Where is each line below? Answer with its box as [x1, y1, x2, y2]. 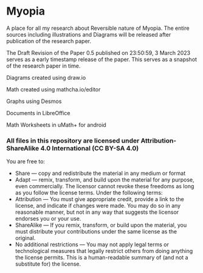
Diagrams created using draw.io [6, 74, 86, 81]
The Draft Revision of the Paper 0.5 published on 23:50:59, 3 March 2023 [6, 49, 191, 56]
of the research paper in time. [6, 62, 81, 69]
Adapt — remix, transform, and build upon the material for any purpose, [15, 176, 194, 183]
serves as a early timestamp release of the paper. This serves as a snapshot [6, 55, 198, 63]
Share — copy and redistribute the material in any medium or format [15, 169, 186, 177]
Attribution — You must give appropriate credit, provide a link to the [15, 196, 184, 203]
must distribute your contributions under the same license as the [15, 228, 177, 235]
